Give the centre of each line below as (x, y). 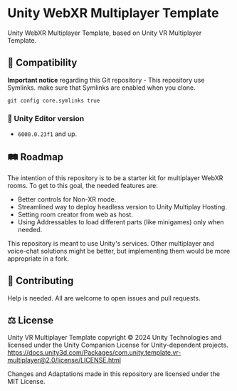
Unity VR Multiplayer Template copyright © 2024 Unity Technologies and (115, 338)
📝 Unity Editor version (46, 118)
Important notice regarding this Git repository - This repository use (106, 80)
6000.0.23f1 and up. (47, 134)
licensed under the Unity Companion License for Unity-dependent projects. (118, 345)
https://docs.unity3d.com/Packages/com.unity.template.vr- (94, 353)
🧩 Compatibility (42, 63)
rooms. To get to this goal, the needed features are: (83, 185)
